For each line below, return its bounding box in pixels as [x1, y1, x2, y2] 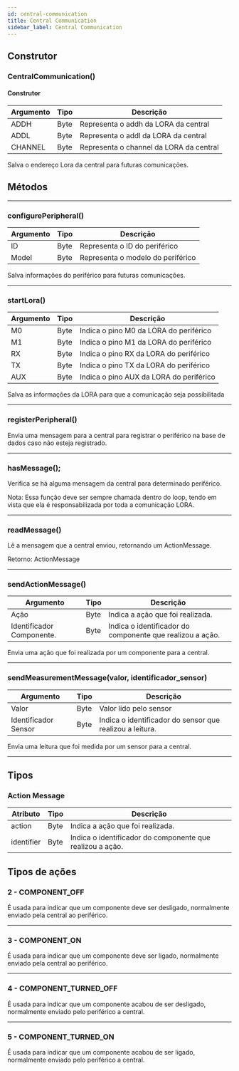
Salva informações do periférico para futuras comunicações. [7, 271, 186, 279]
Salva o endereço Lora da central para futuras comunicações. [7, 160, 189, 169]
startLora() [7, 295, 46, 305]
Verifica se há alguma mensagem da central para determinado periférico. [7, 479, 222, 488]
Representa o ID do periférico [79, 241, 179, 251]
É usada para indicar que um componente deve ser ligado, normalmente [7, 951, 219, 960]
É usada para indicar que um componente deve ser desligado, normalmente [7, 904, 230, 912]
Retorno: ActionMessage [7, 555, 80, 563]
